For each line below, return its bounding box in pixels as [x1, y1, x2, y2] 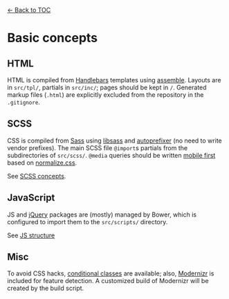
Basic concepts [7, 30, 98, 46]
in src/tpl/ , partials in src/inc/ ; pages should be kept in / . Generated [7, 83, 207, 91]
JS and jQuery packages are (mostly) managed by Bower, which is [7, 210, 197, 219]
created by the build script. [7, 284, 84, 293]
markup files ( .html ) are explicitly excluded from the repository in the [7, 91, 204, 99]
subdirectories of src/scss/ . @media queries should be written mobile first [7, 151, 216, 159]
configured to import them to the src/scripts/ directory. [7, 217, 168, 226]
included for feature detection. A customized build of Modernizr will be [7, 277, 209, 285]
